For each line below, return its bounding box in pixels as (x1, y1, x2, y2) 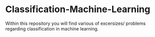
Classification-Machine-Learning (5, 4, 150, 15)
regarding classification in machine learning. (5, 25, 99, 31)
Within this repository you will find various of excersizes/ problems (5, 20, 146, 26)
